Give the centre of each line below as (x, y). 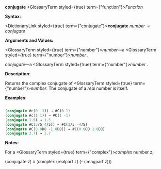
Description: (18, 74)
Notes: (12, 143)
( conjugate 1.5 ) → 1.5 (28, 120)
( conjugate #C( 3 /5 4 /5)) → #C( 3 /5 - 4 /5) (47, 124)
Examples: (16, 98)
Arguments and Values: (29, 40)
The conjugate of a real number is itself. (88, 88)
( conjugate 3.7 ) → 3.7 (28, 134)
